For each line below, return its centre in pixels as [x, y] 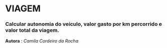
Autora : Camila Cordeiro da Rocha [42, 41]
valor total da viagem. [32, 30]
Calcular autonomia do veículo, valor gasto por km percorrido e [83, 24]
